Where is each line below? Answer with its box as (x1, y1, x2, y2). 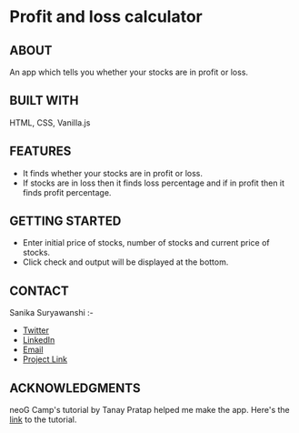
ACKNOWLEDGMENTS (9, 380, 141, 396)
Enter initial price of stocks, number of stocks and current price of (22, 237, 270, 248)
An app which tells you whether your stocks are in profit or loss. (9, 66, 248, 77)
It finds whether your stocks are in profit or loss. (22, 167, 203, 178)
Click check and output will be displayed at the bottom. (22, 257, 229, 267)
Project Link (22, 354, 68, 365)
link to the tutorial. (9, 414, 77, 425)
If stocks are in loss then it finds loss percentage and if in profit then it (22, 177, 284, 188)
